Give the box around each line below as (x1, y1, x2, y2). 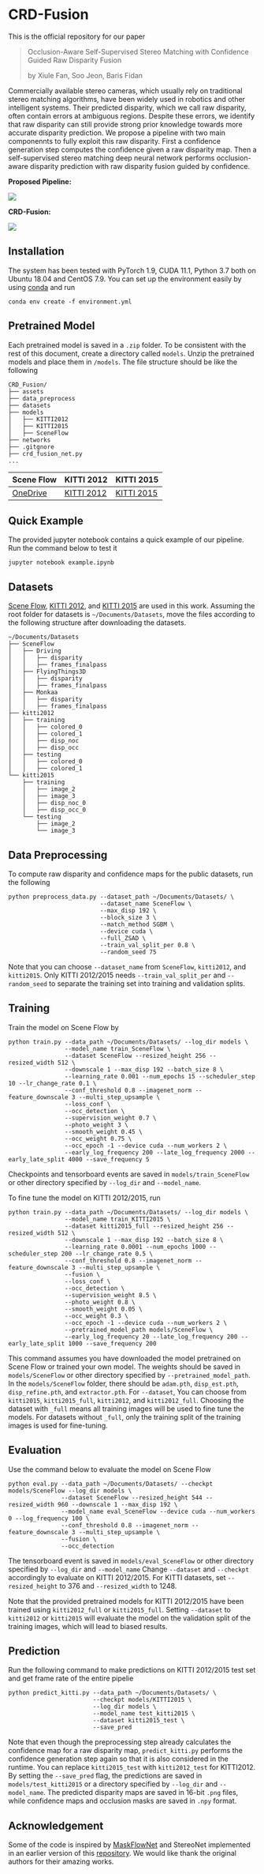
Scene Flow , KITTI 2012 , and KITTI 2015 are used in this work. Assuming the (8, 601, 255, 611)
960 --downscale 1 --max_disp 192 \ (58, 1500, 178, 1508)
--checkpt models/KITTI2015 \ (92, 1696, 192, 1704)
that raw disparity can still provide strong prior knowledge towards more (8, 119, 243, 129)
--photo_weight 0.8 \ (64, 1298, 136, 1306)
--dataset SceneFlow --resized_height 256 (64, 1052, 206, 1059)
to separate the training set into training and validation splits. (48, 979, 246, 988)
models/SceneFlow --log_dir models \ (8, 1487, 132, 1495)
